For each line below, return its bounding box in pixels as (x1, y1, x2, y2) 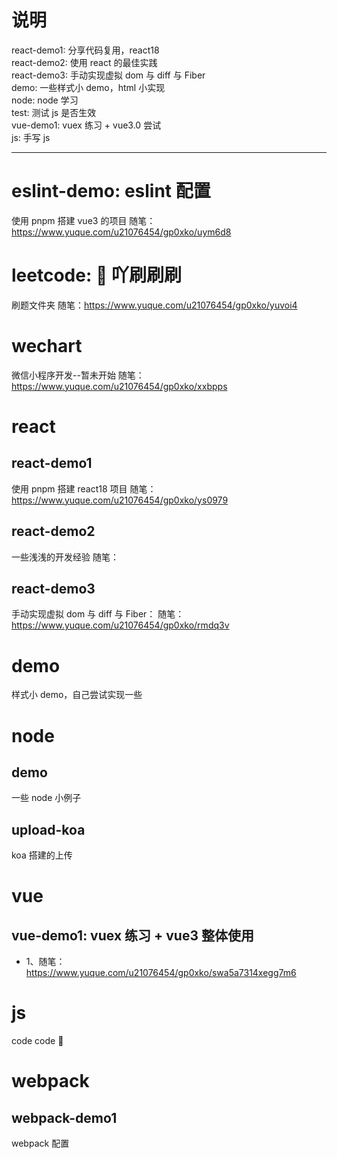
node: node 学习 (11, 94, 79, 106)
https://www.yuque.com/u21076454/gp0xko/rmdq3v (11, 619, 230, 631)
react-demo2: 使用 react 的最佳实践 (11, 56, 158, 68)
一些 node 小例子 (11, 792, 82, 804)
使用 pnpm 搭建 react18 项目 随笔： (11, 482, 157, 495)
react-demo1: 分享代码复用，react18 (11, 44, 160, 56)
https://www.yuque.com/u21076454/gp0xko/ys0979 (11, 494, 229, 506)
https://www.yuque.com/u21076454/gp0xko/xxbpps (11, 380, 228, 392)
